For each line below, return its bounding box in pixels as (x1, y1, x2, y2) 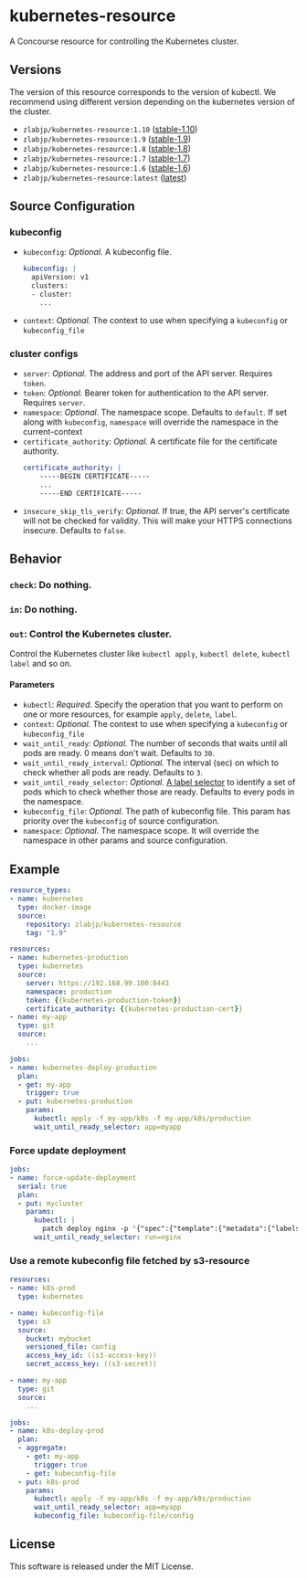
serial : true (17, 1182, 68, 1191)
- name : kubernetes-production (9, 953, 129, 963)
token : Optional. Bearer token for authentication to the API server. (22, 387, 270, 398)
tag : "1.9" (26, 928, 68, 937)
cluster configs (9, 347, 79, 360)
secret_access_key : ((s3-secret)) (26, 1360, 157, 1369)
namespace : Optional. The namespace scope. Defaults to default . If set (22, 407, 288, 418)
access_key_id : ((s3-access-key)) (26, 1351, 157, 1361)
